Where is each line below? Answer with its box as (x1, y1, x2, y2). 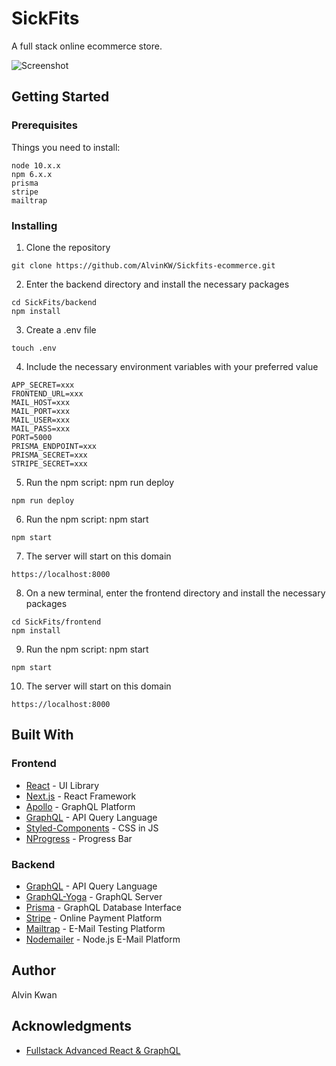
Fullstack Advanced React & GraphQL (25, 1044, 181, 1056)
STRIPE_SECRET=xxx (11, 458, 88, 469)
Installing (11, 218, 58, 232)
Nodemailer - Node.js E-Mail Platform (25, 933, 181, 945)
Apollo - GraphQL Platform (25, 800, 136, 812)
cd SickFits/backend (11, 297, 98, 307)
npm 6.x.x (11, 169, 53, 179)
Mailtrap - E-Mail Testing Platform (25, 922, 166, 934)
